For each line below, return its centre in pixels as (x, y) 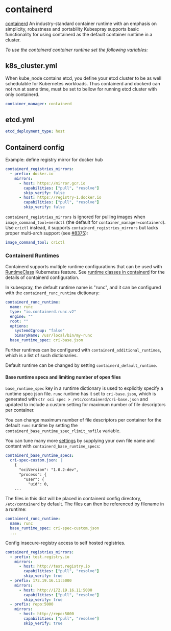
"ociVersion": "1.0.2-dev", (49, 470)
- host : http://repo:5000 (46, 614)
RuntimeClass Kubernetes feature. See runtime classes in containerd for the (85, 272)
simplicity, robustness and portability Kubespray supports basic (72, 29)
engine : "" (21, 316)
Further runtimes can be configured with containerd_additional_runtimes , (83, 350)
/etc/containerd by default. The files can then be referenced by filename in (85, 504)
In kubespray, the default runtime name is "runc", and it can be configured (83, 288)
